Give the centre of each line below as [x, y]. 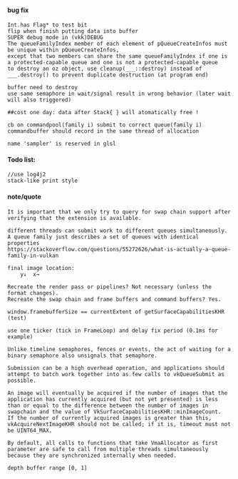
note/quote [24, 197]
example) [20, 337]
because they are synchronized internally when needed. [92, 455]
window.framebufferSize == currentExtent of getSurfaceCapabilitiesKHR [116, 312]
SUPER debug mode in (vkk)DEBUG [55, 38]
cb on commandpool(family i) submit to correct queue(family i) [105, 125]
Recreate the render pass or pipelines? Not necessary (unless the [110, 287]
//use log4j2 [27, 175]
